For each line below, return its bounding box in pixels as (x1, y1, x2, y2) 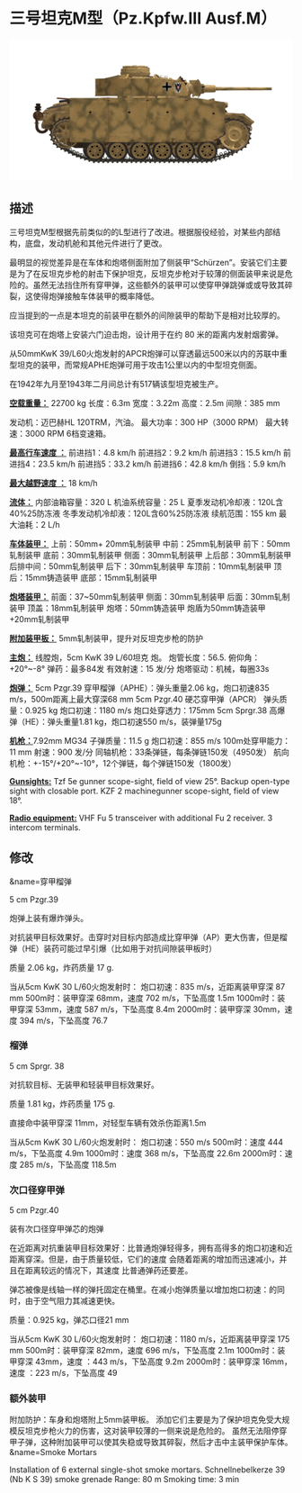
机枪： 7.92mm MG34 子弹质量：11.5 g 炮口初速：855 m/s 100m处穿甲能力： (9, 735, 290, 746)
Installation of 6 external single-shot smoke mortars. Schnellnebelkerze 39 (9, 1464, 286, 1475)
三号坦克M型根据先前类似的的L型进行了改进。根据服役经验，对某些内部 (9, 226, 273, 237)
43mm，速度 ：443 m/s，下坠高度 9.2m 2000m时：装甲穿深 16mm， (34, 1356, 292, 1367)
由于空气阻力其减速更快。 (24, 1296, 120, 1307)
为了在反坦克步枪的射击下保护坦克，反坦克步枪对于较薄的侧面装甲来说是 (16, 267, 285, 279)
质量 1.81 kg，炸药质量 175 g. (9, 1098, 115, 1108)
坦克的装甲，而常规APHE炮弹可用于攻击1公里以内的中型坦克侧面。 (16, 359, 262, 370)
